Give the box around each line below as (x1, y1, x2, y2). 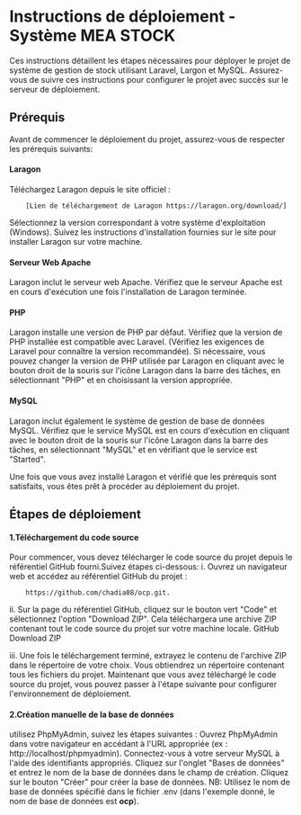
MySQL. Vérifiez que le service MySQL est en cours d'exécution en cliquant (9, 425, 290, 435)
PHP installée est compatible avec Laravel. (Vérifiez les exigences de (9, 336, 265, 347)
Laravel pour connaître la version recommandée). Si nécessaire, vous (9, 346, 266, 357)
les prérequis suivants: (9, 143, 93, 154)
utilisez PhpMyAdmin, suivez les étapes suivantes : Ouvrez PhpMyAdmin (9, 729, 279, 739)
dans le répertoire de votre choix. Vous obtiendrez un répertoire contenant (9, 659, 285, 671)
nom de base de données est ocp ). (9, 796, 139, 807)
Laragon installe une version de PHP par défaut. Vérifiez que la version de (9, 327, 283, 338)
